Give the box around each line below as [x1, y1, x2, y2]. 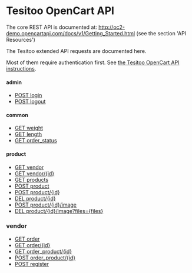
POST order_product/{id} [14, 254, 76, 261]
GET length [14, 131, 42, 138]
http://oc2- [98, 24, 125, 31]
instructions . [6, 65, 37, 72]
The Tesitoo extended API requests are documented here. [6, 47, 147, 54]
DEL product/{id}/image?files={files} [14, 207, 104, 214]
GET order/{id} [14, 241, 51, 248]
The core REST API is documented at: [6, 24, 97, 31]
